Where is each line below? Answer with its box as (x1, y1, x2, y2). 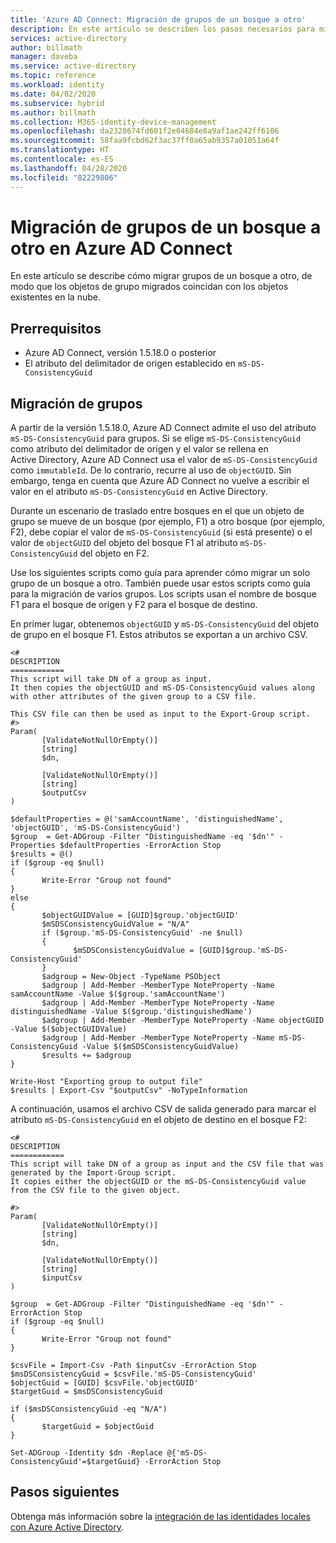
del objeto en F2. (79, 547, 150, 560)
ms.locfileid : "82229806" (10, 172, 118, 183)
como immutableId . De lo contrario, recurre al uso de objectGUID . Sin (10, 464, 292, 476)
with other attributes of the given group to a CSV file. (10, 692, 257, 702)
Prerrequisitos (10, 320, 102, 337)
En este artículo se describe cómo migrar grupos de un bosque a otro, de (10, 270, 313, 282)
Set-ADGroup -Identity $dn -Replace (10, 1448, 163, 1458)
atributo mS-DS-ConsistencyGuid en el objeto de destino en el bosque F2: (10, 1114, 307, 1126)
